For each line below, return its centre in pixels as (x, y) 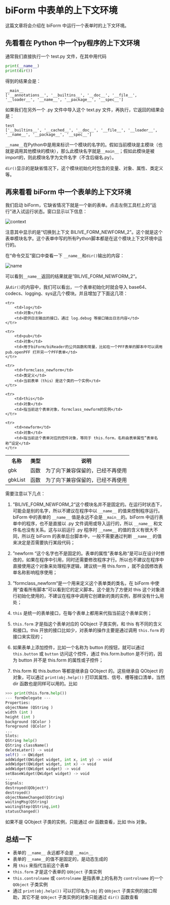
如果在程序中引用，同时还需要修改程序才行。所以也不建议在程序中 (95, 560)
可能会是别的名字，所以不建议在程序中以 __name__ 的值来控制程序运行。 (87, 511)
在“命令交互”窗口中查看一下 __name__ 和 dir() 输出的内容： (65, 256)
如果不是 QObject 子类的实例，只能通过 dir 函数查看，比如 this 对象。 (77, 822)
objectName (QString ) (29, 707)
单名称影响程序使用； (35, 572)
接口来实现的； (28, 637)
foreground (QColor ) (28, 727)
